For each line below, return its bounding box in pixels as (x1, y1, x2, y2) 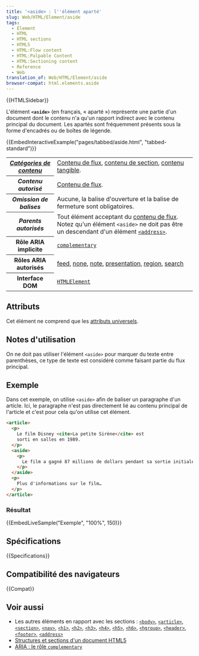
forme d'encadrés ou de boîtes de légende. (6, 127, 112, 134)
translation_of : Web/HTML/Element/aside (6, 75, 108, 81)
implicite (17, 246, 43, 253)
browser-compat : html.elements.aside (6, 81, 99, 87)
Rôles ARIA (14, 256, 46, 264)
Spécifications (6, 536, 61, 546)
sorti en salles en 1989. (17, 437, 81, 442)
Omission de (12, 195, 49, 203)
